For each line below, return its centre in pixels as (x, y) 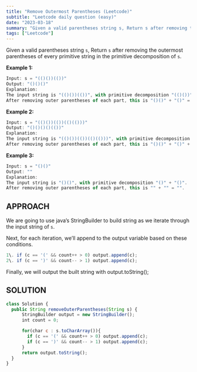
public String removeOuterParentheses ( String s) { (74, 309)
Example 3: (20, 155)
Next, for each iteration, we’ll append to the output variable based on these (97, 238)
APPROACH (28, 206)
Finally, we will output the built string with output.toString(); (78, 272)
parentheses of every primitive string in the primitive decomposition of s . (94, 56)
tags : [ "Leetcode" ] (30, 33)
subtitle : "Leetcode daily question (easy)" (61, 17)
